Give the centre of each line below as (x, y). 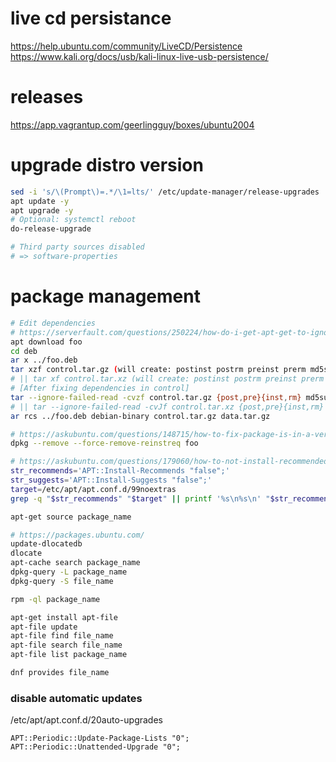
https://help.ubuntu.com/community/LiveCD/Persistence (126, 46)
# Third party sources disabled (77, 247)
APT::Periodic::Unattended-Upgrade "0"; (96, 747)
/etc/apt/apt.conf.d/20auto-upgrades (86, 720)
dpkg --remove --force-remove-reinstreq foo (104, 443)
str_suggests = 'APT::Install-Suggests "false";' (111, 480)
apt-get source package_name (71, 517)
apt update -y (40, 201)
